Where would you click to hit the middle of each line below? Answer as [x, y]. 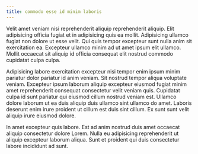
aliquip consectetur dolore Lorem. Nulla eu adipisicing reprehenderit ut [92, 133]
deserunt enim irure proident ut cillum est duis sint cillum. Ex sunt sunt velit [98, 109]
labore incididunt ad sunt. [37, 146]
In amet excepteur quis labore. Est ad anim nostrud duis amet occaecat [93, 127]
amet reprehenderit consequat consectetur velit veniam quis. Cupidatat [93, 90]
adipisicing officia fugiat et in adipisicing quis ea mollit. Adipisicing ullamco [97, 35]
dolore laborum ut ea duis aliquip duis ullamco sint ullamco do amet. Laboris [99, 103]
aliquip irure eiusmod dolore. [41, 115]
